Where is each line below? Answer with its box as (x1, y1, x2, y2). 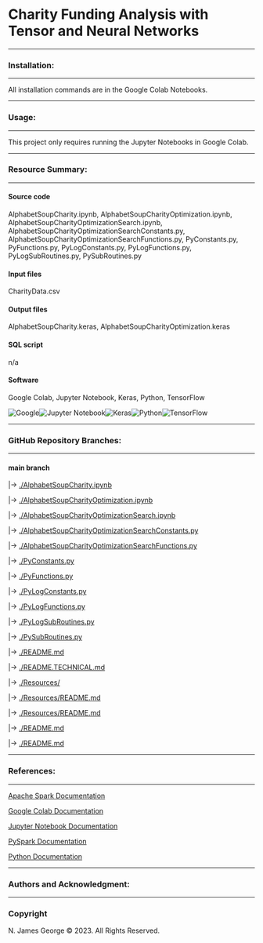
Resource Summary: (8, 164, 88, 175)
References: (8, 766, 56, 777)
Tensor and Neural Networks (8, 22, 200, 40)
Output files (8, 304, 49, 314)
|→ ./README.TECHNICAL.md (8, 663, 106, 672)
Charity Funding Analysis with (8, 5, 209, 24)
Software (8, 375, 39, 385)
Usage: (8, 112, 37, 123)
